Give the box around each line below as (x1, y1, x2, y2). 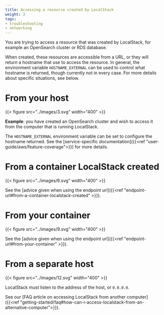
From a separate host (5, 259, 94, 270)
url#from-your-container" (5, 241, 57, 247)
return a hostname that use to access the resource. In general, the (5, 59, 140, 65)
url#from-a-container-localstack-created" (5, 193, 90, 198)
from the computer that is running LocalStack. (5, 124, 99, 130)
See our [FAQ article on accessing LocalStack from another (5, 294, 126, 300)
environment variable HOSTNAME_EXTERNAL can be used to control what (5, 65, 145, 71)
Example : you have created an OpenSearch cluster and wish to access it (5, 118, 153, 124)
